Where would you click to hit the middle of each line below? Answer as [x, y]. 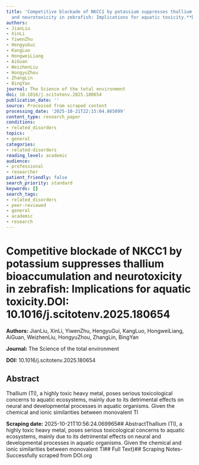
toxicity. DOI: [38, 302]
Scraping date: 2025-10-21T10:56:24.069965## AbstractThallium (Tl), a [94, 423]
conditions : [21, 122]
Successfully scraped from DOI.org [49, 455]
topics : [16, 133]
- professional [25, 166]
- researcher [22, 172]
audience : [18, 161]
